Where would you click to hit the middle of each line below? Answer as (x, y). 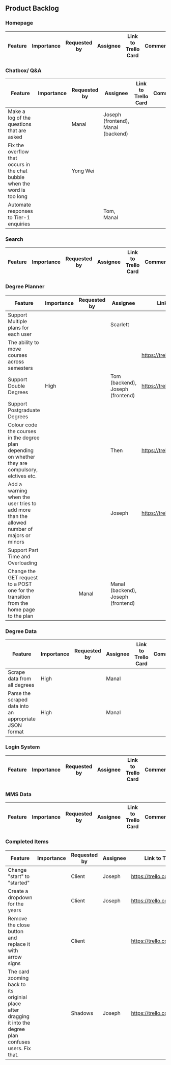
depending (21, 450)
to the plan (21, 616)
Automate (20, 205)
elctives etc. (22, 476)
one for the (21, 590)
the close (19, 925)
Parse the (19, 693)
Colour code (23, 425)
